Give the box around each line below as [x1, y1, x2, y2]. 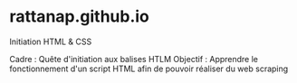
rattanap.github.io [9, 6, 149, 27]
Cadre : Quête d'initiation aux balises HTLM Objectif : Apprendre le [9, 53, 259, 64]
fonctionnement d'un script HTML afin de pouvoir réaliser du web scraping [9, 63, 289, 74]
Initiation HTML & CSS [9, 36, 92, 47]
